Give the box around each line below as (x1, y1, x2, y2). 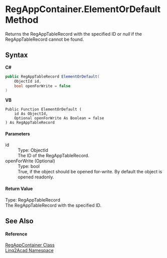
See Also (5, 217, 34, 225)
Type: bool (18, 163, 40, 169)
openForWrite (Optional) (5, 158, 55, 164)
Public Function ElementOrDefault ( (5, 107, 82, 112)
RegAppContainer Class (5, 242, 55, 248)
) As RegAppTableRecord (5, 120, 55, 125)
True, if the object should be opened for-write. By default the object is (18, 169, 162, 175)
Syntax (5, 51, 28, 59)
